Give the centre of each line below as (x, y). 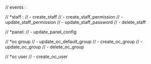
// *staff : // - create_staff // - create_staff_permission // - (64, 17)
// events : (16, 7)
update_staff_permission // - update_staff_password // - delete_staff (76, 22)
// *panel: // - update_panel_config (41, 32)
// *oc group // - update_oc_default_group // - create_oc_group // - (74, 41)
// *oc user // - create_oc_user (36, 56)
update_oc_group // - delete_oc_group (45, 47)
